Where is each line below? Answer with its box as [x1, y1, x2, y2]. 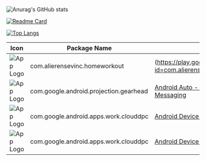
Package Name [66, 44, 112, 52]
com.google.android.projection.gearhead [30, 87, 148, 95]
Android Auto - [154, 83, 199, 91]
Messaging [154, 91, 187, 99]
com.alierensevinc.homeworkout [30, 62, 124, 70]
